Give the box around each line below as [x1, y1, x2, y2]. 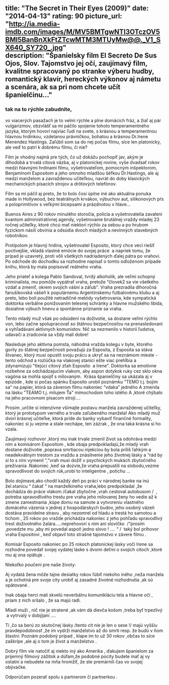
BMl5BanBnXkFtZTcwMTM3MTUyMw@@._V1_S [5, 35, 161, 44]
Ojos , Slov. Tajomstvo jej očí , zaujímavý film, [5, 59, 147, 68]
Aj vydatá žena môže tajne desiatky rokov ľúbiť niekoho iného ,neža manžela [5, 571, 164, 577]
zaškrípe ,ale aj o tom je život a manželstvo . [5, 638, 97, 644]
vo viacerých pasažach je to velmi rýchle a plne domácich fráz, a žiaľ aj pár [5, 117, 161, 123]
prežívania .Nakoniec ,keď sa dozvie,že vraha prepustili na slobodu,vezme [5, 463, 159, 469]
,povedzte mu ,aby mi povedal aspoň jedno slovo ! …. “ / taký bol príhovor [5, 526, 159, 532]
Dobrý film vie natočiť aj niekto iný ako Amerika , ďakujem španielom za [5, 648, 153, 654]
